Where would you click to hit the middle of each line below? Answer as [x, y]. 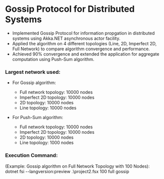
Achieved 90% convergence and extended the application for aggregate [86, 54]
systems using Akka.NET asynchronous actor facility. [66, 38]
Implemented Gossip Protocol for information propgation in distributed [83, 33]
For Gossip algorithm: [34, 83]
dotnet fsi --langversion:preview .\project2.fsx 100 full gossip [67, 171]
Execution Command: [32, 155]
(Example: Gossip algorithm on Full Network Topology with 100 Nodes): [78, 166]
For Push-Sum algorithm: [38, 118]
